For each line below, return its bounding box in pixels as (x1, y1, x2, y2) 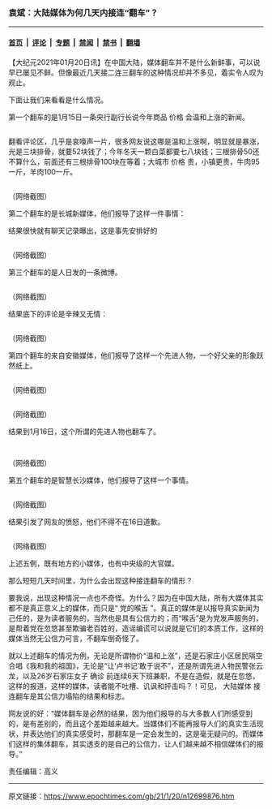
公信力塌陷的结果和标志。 (43, 691, 130, 701)
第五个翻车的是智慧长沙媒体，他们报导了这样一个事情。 (8, 475, 193, 484)
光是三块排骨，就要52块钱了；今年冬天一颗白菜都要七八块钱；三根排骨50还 (8, 146, 260, 156)
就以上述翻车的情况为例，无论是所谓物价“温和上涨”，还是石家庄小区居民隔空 (8, 651, 263, 661)
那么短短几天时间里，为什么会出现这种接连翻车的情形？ (8, 575, 193, 585)
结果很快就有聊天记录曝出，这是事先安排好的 (8, 226, 158, 235)
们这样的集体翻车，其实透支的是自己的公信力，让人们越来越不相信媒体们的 (8, 738, 257, 748)
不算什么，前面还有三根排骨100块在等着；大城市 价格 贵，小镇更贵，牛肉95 (8, 157, 261, 166)
